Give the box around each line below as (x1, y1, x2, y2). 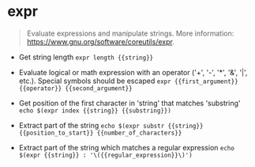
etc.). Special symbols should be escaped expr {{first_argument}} (18, 76, 238, 85)
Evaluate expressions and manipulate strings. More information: (26, 28, 234, 38)
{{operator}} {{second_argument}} (18, 84, 133, 93)
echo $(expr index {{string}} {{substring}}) (18, 106, 171, 115)
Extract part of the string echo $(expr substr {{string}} (18, 120, 204, 130)
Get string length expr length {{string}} (18, 52, 154, 62)
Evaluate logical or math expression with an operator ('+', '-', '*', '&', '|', (18, 67, 248, 77)
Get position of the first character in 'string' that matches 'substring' (18, 98, 241, 108)
